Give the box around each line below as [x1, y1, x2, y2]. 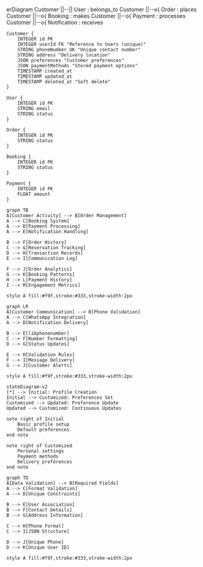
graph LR [6, 303, 29, 309]
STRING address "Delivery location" [17, 52, 111, 58]
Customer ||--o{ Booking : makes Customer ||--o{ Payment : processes [6, 12, 186, 20]
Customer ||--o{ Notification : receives [6, 19, 103, 26]
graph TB [6, 207, 29, 213]
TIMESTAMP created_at [17, 68, 72, 74]
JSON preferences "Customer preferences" [17, 57, 124, 64]
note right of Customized [6, 443, 72, 449]
